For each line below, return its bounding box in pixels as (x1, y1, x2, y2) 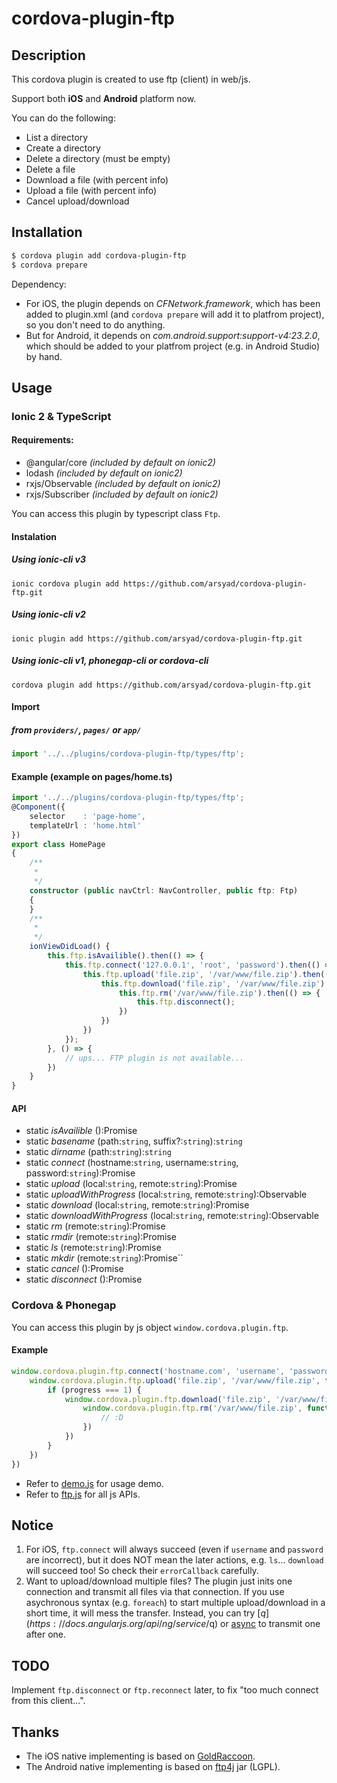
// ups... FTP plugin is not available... (64, 1053, 245, 1063)
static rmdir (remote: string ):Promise (25, 1231, 177, 1243)
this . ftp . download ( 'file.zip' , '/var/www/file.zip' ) (100, 978, 326, 989)
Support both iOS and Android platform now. (11, 93, 197, 104)
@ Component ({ (11, 802, 66, 812)
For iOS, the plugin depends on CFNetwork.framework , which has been (25, 297, 321, 309)
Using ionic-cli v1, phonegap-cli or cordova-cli (11, 655, 209, 667)
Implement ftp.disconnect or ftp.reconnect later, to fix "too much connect (11, 1684, 319, 1696)
